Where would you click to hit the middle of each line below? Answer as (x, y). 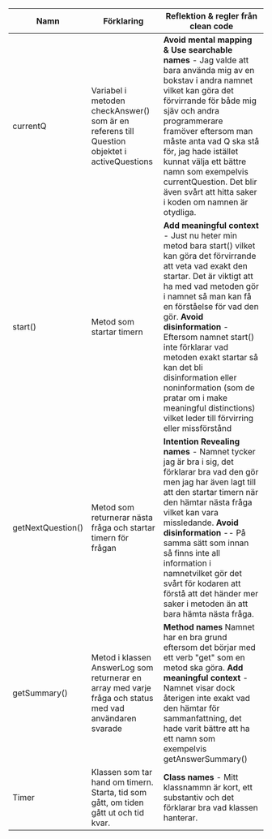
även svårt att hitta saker (210, 192)
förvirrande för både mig (210, 101)
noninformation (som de (209, 387)
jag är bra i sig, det (198, 462)
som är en (110, 121)
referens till (113, 131)
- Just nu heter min (200, 236)
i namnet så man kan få (207, 297)
